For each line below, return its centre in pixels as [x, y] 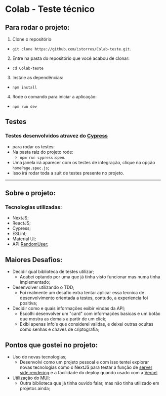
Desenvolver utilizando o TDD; [43, 287]
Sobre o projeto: [30, 193]
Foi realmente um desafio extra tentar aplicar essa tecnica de [82, 293]
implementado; [35, 282]
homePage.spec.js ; [31, 168]
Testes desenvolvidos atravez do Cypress [57, 136]
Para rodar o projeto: [38, 27]
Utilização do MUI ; [31, 378]
